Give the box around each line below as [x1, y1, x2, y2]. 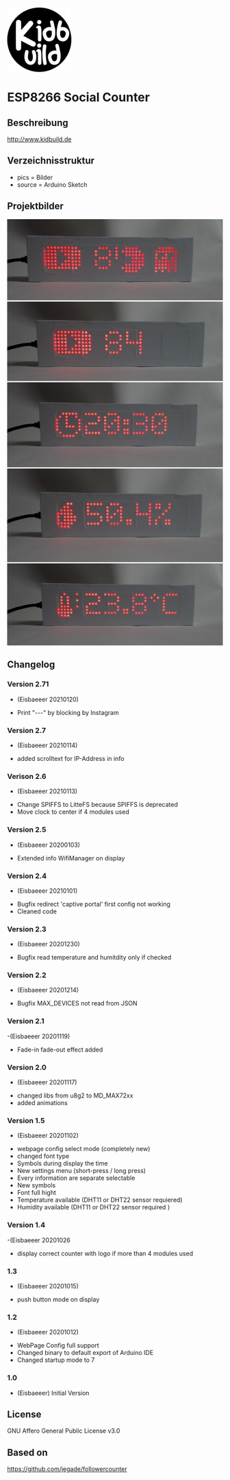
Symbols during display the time [16, 1159, 108, 1168]
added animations [16, 1099, 68, 1107]
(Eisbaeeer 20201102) [16, 1131, 79, 1140]
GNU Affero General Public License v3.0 [7, 1426, 120, 1435]
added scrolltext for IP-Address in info [16, 755, 125, 762]
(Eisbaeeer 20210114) [16, 741, 78, 749]
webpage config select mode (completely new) [16, 1145, 151, 1153]
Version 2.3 [7, 924, 47, 934]
